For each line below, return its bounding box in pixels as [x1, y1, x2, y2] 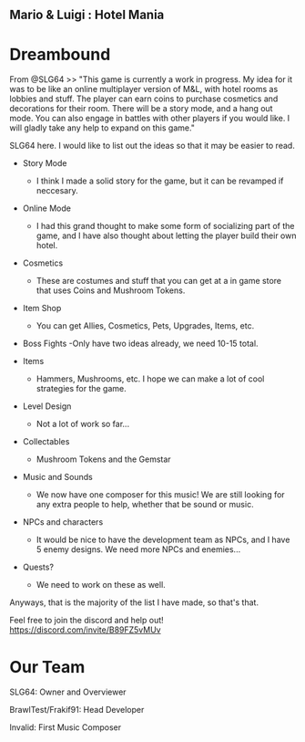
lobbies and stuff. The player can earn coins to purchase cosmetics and [9, 93, 279, 104]
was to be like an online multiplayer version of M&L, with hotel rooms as [9, 84, 279, 95]
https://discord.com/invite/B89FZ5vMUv [9, 624, 161, 635]
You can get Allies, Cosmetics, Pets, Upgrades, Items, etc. [36, 320, 255, 331]
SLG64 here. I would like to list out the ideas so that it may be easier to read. [9, 141, 296, 152]
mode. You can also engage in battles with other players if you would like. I [9, 113, 290, 124]
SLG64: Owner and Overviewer [9, 686, 127, 697]
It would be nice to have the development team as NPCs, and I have [36, 534, 290, 546]
